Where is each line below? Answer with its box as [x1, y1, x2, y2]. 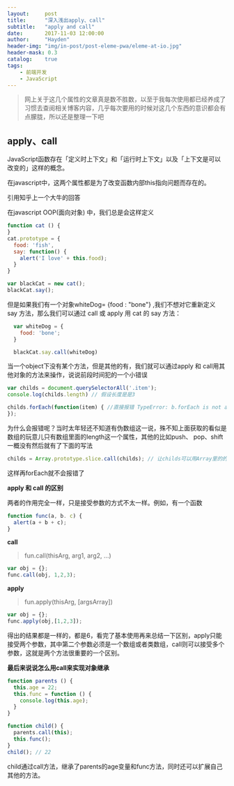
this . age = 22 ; [13, 684, 58, 691]
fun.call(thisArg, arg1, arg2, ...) [24, 551, 111, 560]
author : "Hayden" [7, 36, 70, 43]
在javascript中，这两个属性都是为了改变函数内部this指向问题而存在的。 [7, 179, 210, 187]
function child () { [7, 722, 64, 730]
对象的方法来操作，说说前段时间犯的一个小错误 [13, 371, 148, 379]
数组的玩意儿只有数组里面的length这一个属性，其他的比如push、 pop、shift [7, 432, 224, 441]
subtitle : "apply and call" [7, 23, 95, 30]
